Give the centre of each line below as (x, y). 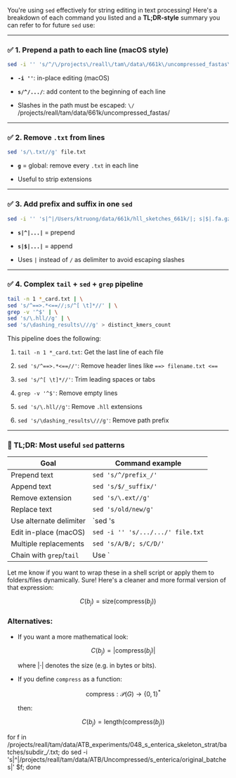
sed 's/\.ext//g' (122, 498)
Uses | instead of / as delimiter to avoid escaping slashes (101, 259)
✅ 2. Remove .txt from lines (56, 138)
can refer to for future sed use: (51, 25)
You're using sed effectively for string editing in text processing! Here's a (112, 10)
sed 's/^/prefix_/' (125, 475)
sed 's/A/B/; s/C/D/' (129, 544)
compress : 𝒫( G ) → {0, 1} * (123, 694)
